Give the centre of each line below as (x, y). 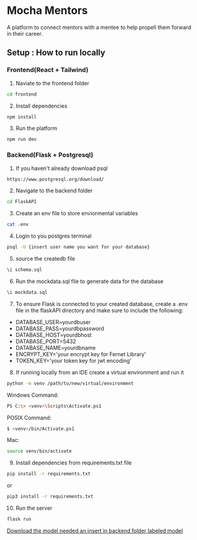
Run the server (34, 508)
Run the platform (36, 128)
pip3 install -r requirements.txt (50, 496)
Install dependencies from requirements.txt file (73, 463)
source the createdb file (45, 259)
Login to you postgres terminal (54, 236)
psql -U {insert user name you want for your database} (78, 247)
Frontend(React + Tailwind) (48, 70)
